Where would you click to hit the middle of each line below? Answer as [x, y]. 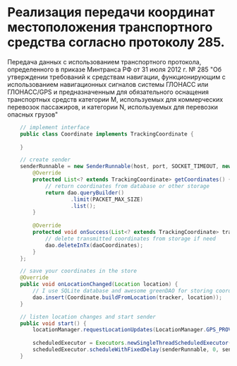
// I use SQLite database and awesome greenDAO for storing [123, 291]
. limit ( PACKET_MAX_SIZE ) [107, 199]
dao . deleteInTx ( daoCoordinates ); [94, 245]
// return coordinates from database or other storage [127, 186]
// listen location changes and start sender [88, 317]
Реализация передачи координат [111, 12]
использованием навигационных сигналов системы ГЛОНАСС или [108, 84]
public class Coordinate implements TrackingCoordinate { [107, 134]
